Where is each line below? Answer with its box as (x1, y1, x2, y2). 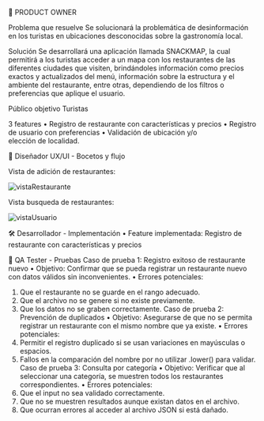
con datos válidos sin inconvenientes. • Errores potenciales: (8, 272, 204, 281)
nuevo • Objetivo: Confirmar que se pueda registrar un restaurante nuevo (8, 264, 247, 273)
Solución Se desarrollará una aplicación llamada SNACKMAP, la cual (8, 47, 231, 55)
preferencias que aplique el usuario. (8, 89, 126, 98)
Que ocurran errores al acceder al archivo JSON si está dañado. (19, 405, 229, 415)
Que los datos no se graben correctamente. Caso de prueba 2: (19, 305, 224, 313)
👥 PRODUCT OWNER (8, 8, 77, 17)
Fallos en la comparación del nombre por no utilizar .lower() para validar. (19, 355, 256, 364)
